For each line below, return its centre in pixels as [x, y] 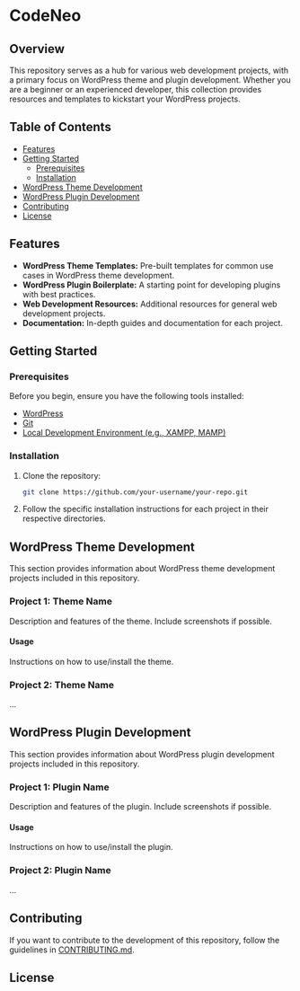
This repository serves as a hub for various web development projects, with [149, 70]
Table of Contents [61, 127]
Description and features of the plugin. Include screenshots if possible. [141, 807]
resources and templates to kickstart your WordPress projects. [125, 99]
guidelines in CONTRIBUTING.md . [72, 950]
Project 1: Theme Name [61, 601]
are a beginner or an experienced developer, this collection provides [136, 89]
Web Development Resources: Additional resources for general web [150, 304]
